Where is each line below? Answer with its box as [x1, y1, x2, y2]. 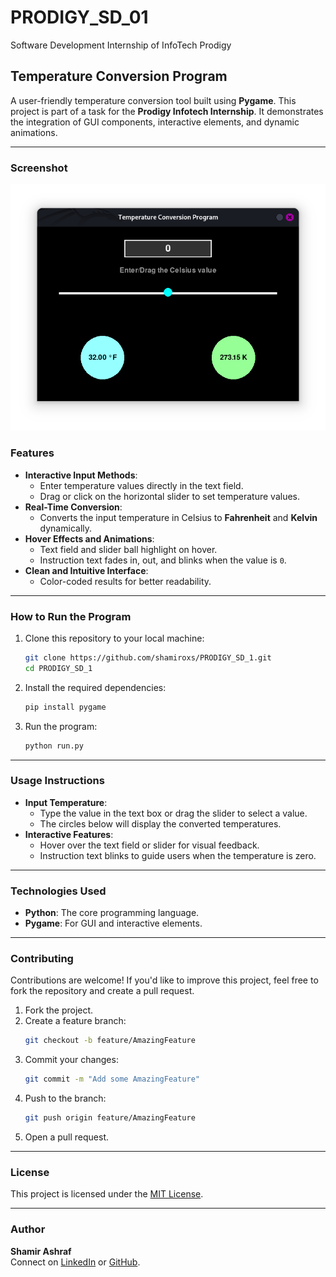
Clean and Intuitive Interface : [24, 564, 149, 576]
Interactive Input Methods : [24, 469, 138, 481]
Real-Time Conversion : [24, 501, 123, 513]
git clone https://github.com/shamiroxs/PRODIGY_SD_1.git [24, 653, 272, 663]
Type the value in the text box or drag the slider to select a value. [39, 807, 308, 819]
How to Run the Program [10, 609, 132, 623]
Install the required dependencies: [24, 681, 167, 693]
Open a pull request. [24, 1131, 110, 1143]
